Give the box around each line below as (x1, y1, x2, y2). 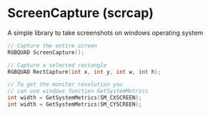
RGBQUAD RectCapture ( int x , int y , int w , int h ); (7, 68, 161, 75)
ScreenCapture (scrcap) (7, 5, 154, 21)
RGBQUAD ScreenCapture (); (7, 48, 84, 56)
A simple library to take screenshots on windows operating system (7, 28, 204, 37)
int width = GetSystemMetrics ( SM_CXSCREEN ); (7, 94, 142, 102)
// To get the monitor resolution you (7, 81, 123, 88)
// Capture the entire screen (7, 42, 98, 49)
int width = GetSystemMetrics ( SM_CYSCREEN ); (7, 101, 142, 108)
